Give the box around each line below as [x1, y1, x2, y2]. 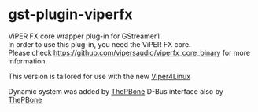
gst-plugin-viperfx [8, 5, 133, 23]
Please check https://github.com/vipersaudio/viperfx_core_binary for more [8, 48, 250, 57]
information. [8, 56, 48, 66]
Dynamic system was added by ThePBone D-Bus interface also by [8, 86, 224, 96]
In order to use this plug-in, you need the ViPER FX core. [8, 39, 191, 49]
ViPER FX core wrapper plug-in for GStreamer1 [8, 31, 160, 41]
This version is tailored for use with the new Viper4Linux [8, 71, 191, 81]
